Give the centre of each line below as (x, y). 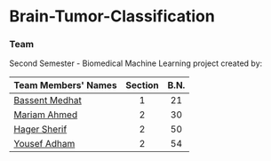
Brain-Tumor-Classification (112, 16)
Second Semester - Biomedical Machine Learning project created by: (136, 63)
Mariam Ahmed (46, 115)
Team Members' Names (65, 85)
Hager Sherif (40, 129)
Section (142, 85)
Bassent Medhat (48, 101)
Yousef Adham (44, 144)
